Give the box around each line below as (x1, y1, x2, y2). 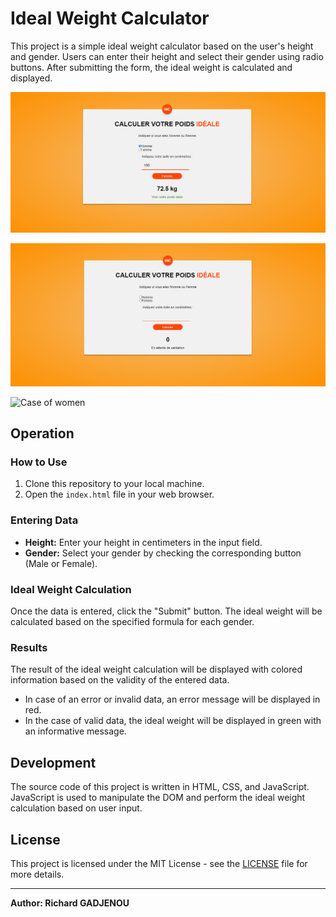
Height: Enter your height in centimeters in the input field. (24, 536, 263, 548)
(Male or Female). (24, 557, 98, 569)
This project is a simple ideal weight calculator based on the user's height (10, 40, 314, 52)
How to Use (10, 455, 68, 469)
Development (10, 754, 97, 771)
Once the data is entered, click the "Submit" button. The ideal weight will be (10, 605, 323, 617)
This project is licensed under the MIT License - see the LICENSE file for (10, 857, 308, 869)
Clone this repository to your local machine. (24, 478, 205, 490)
